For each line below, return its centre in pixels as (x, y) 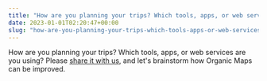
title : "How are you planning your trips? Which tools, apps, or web (126, 15)
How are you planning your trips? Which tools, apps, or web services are (127, 53)
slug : (17, 30)
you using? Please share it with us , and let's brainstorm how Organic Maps (130, 61)
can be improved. (37, 69)
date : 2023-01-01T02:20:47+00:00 (64, 23)
